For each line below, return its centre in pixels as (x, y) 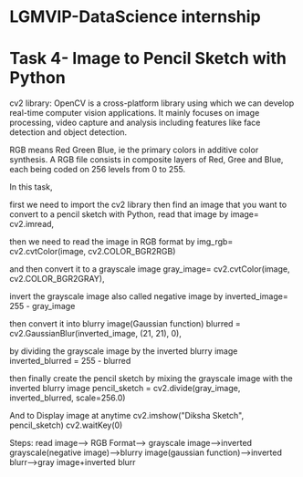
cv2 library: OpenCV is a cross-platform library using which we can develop (152, 103)
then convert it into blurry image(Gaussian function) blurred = (125, 324)
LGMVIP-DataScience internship (136, 17)
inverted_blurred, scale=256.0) (68, 398)
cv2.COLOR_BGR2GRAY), (57, 279)
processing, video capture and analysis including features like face (135, 123)
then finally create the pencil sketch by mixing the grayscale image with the (151, 378)
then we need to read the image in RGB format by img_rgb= (121, 242)
